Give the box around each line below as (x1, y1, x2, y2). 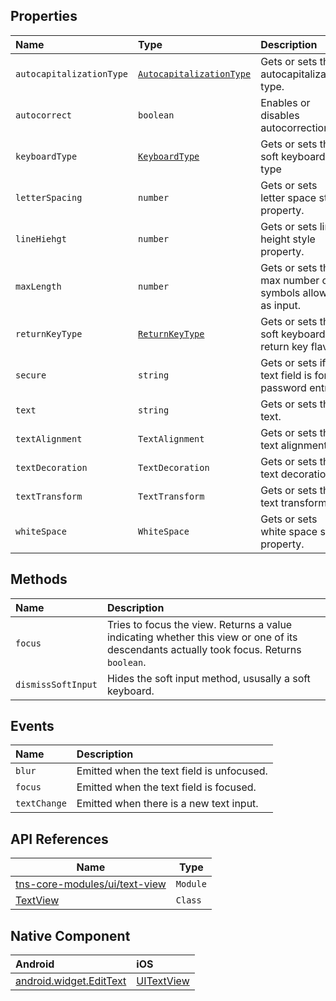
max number (260, 273, 320, 287)
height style (260, 232, 316, 246)
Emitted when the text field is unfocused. (76, 764, 268, 778)
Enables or (260, 95, 311, 109)
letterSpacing (15, 192, 83, 203)
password (260, 380, 307, 394)
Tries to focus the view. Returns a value (106, 617, 293, 631)
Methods (10, 571, 68, 588)
